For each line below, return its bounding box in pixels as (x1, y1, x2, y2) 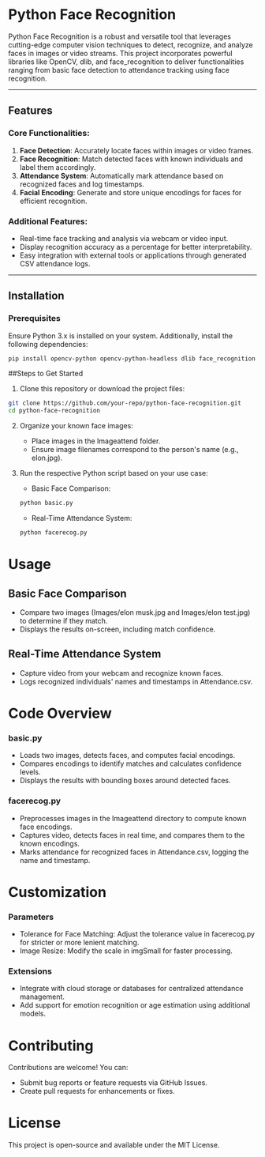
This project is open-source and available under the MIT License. (8, 1140, 220, 1150)
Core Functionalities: (8, 128, 90, 139)
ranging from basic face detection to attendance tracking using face (8, 65, 230, 74)
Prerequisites (8, 313, 61, 324)
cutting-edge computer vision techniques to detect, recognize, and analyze (8, 40, 254, 49)
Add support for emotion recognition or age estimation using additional (19, 1001, 251, 1010)
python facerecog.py (19, 529, 88, 537)
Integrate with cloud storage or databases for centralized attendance (19, 984, 244, 993)
